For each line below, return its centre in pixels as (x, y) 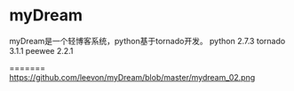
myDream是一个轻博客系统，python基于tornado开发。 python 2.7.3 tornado (147, 41)
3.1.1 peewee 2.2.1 (41, 50)
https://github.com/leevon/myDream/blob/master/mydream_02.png (132, 77)
